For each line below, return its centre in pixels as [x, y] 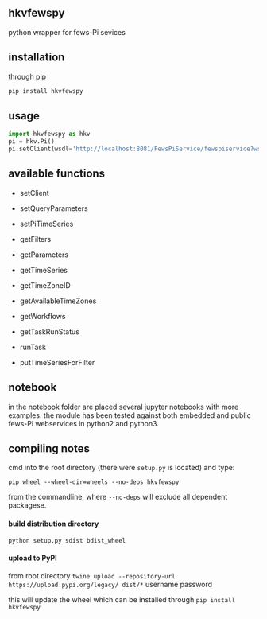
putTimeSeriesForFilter [57, 362]
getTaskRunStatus [49, 331]
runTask [33, 347]
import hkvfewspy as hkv [49, 134]
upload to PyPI [33, 558]
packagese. [27, 505]
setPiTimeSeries [46, 224]
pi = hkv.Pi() [32, 142]
